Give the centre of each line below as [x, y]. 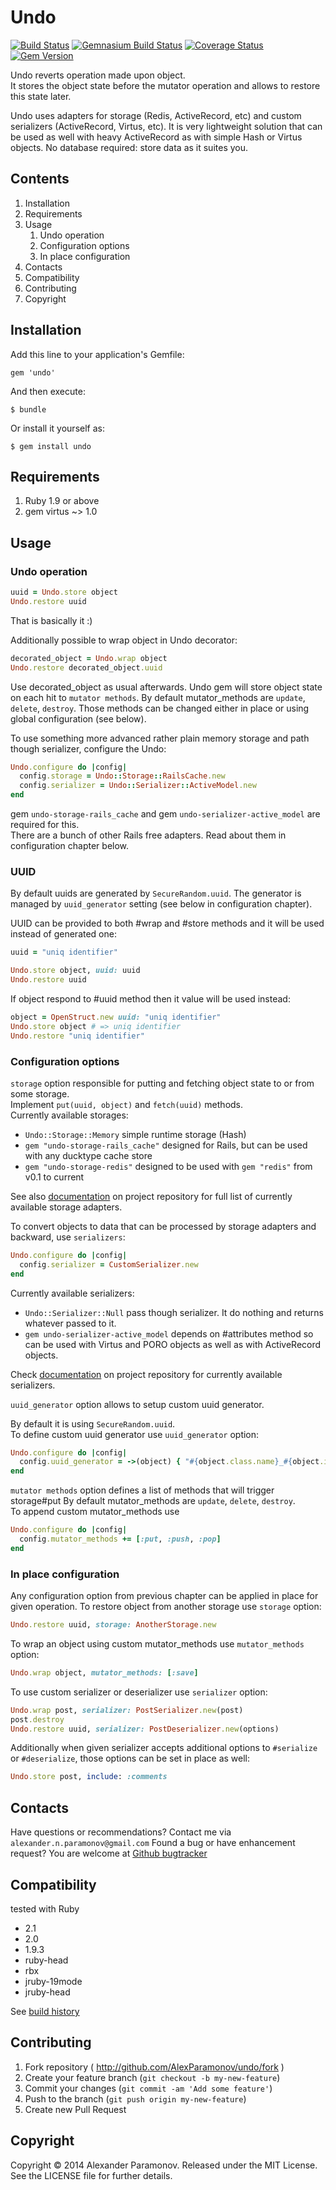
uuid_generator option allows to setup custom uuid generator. [137, 1404]
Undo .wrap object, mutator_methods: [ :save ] [104, 1672]
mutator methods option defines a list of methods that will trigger [142, 1490]
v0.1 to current [54, 1177]
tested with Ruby [45, 1908]
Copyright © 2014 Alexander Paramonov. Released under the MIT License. [164, 2165]
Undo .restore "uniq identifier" [77, 1036]
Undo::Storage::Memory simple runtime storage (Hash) [135, 1134]
